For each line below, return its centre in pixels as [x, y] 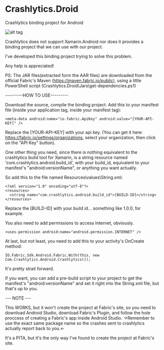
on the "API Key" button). [30, 143]
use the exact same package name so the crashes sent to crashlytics [75, 323]
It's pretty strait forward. [30, 269]
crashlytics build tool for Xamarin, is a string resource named [67, 157]
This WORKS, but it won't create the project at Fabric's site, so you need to [81, 307]
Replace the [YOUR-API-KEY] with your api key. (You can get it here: [74, 132]
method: [13, 246]
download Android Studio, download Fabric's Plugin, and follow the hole [78, 313]
